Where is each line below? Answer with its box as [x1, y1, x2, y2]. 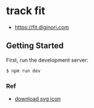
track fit [6, 4, 46, 18]
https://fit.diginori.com [14, 24, 69, 31]
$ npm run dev [6, 68, 41, 74]
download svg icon [14, 95, 61, 102]
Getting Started [6, 41, 64, 51]
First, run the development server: [6, 56, 89, 63]
